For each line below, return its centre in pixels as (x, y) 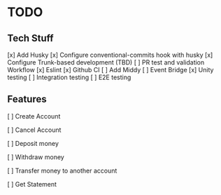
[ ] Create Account (34, 116)
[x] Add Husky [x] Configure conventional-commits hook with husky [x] (110, 55)
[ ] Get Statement (32, 184)
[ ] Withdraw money (36, 157)
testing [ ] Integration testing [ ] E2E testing (69, 77)
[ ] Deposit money (33, 143)
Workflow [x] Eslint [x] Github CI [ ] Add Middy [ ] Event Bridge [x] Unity (110, 70)
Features (27, 99)
